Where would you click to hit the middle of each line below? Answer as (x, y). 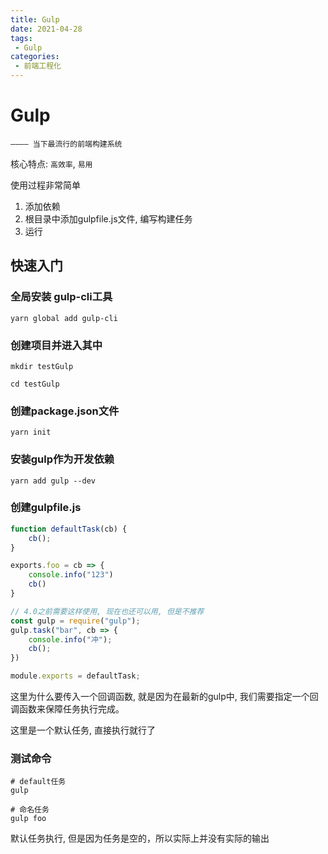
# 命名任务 (30, 810)
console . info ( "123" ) (71, 575)
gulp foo (28, 819)
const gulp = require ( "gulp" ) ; (75, 621)
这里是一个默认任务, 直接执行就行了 (83, 730)
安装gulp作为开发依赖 (62, 459)
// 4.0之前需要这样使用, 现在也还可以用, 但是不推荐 (107, 611)
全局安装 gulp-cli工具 (61, 297)
